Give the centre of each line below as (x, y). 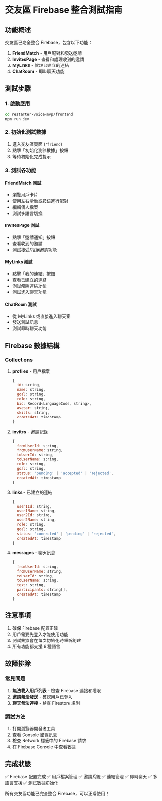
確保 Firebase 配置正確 (35, 628)
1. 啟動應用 (18, 104)
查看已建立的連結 (29, 280)
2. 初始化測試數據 (26, 132)
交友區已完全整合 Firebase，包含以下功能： (49, 43)
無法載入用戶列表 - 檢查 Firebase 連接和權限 (57, 690)
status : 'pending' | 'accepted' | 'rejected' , (65, 473)
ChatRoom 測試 (21, 304)
